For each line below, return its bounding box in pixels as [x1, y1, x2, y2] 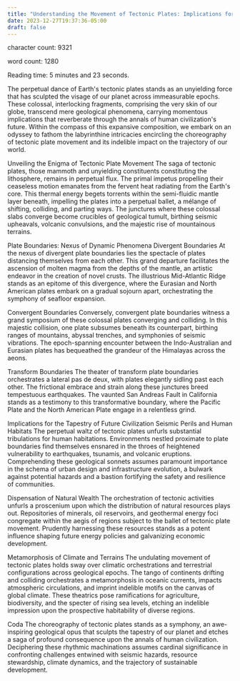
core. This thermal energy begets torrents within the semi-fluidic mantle [7, 190, 219, 198]
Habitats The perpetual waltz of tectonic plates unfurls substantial [7, 427, 202, 435]
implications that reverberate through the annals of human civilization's [7, 115, 216, 123]
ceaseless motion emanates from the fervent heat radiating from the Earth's [7, 182, 231, 191]
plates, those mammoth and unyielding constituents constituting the [7, 167, 207, 176]
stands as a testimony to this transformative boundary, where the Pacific [7, 398, 221, 407]
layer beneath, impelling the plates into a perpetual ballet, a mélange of [7, 197, 216, 206]
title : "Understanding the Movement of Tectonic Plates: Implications [7, 10, 222, 18]
